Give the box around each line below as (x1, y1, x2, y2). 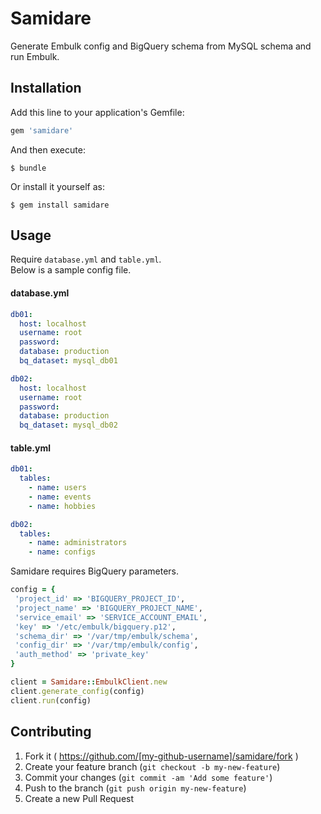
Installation (10, 80, 82, 97)
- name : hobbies (28, 501, 97, 511)
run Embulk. (10, 50, 60, 62)
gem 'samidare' (10, 125, 74, 136)
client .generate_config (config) (10, 686, 145, 696)
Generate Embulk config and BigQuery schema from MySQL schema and (10, 40, 312, 52)
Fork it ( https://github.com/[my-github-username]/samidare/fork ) (24, 750, 299, 762)
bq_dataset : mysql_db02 (19, 420, 118, 431)
